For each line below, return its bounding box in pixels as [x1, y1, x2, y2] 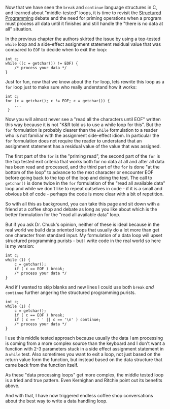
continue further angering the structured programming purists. [5, 289, 136, 296]
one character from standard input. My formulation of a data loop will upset [5, 232, 162, 238]
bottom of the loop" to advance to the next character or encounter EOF [5, 169, 154, 175]
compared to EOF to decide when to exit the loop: [5, 47, 108, 52]
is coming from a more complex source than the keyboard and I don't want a [5, 340, 165, 346]
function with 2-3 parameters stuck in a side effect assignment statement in [5, 346, 164, 352]
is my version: [5, 243, 35, 249]
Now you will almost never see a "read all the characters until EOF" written [5, 116, 161, 122]
